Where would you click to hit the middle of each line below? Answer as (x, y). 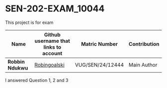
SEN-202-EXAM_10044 (55, 9)
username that (52, 41)
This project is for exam (29, 22)
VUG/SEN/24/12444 (99, 65)
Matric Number (99, 44)
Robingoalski (49, 65)
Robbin (16, 62)
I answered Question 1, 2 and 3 (37, 80)
